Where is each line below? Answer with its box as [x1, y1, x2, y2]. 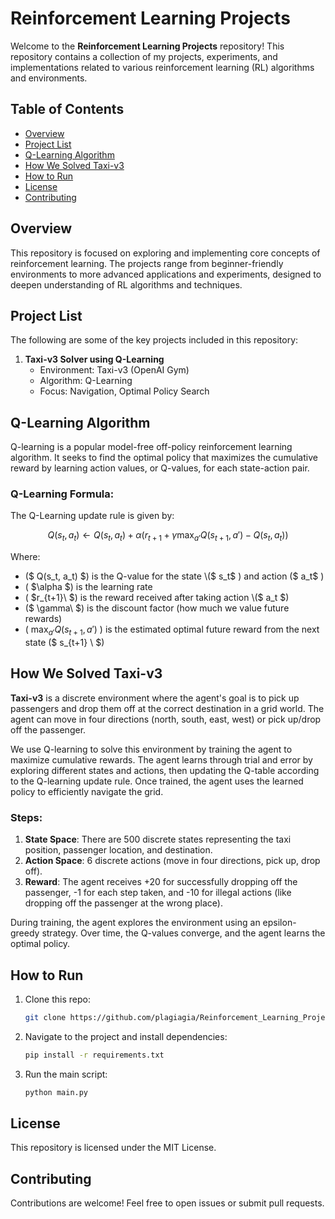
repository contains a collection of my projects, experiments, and [10, 50, 278, 62]
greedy [10, 927, 40, 939]
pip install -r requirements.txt [24, 1050, 165, 1060]
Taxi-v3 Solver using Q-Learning [24, 353, 165, 366]
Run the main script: [24, 1068, 108, 1080]
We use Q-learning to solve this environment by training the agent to [10, 743, 293, 755]
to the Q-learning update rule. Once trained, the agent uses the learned [10, 775, 304, 787]
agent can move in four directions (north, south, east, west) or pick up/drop [10, 713, 322, 725]
